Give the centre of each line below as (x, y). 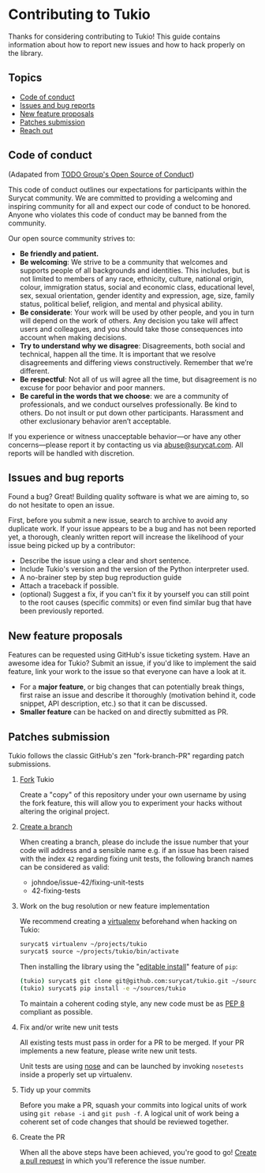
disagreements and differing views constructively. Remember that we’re (136, 362)
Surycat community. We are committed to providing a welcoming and (120, 198)
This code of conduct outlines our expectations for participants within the (127, 189)
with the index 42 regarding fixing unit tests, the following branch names (136, 858)
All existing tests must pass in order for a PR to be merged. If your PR (132, 1042)
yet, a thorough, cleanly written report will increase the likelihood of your (126, 537)
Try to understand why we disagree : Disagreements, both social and (132, 345)
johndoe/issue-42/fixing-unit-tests (88, 882)
